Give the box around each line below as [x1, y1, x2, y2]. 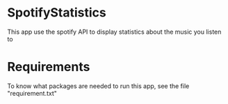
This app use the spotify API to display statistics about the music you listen [7, 28, 222, 36]
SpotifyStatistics [7, 5, 106, 21]
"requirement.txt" [7, 89, 58, 97]
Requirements [7, 59, 90, 75]
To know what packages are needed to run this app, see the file [7, 81, 190, 90]
